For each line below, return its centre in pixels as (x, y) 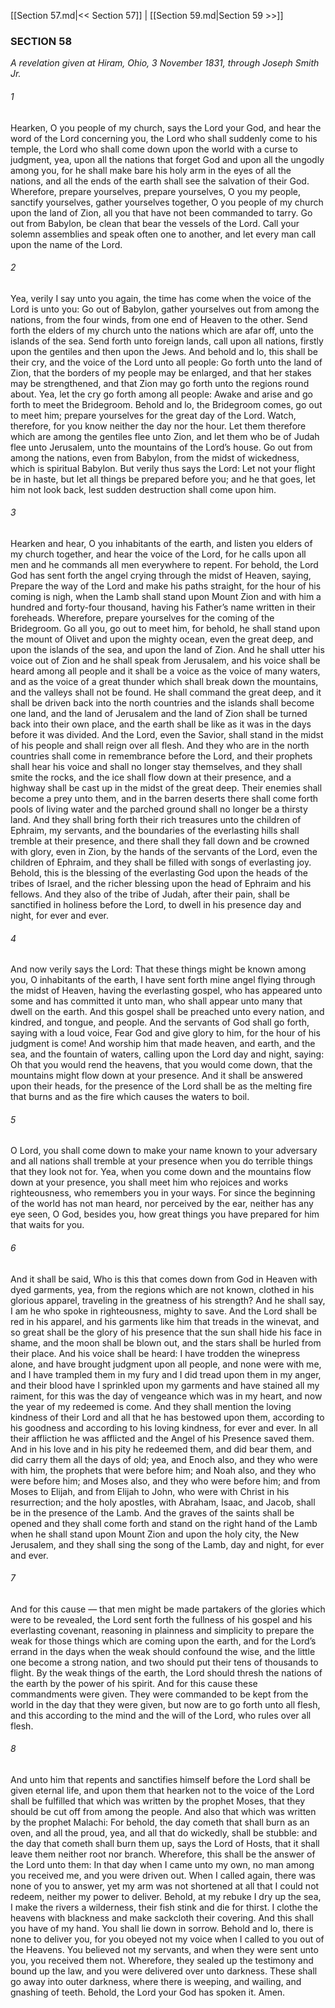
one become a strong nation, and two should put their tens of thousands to (164, 1662)
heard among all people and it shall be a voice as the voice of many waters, (165, 671)
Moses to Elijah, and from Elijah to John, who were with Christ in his (150, 1491)
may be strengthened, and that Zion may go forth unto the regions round (160, 383)
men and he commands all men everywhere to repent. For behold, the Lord (164, 564)
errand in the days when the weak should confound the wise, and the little (163, 1651)
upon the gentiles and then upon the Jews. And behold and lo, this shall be (164, 351)
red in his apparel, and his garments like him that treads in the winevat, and (165, 1321)
